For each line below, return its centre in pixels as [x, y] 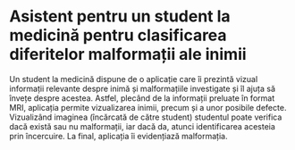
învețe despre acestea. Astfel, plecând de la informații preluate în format [142, 98]
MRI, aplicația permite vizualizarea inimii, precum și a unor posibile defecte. [148, 107]
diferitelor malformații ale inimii [128, 54]
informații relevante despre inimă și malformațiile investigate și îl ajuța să [142, 88]
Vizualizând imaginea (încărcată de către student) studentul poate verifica [146, 117]
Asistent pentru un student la [120, 17]
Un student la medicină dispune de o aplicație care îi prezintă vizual [134, 79]
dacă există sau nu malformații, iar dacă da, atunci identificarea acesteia [142, 126]
